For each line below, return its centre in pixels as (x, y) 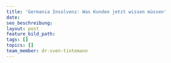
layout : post (23, 28)
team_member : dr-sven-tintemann (47, 51)
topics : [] (20, 46)
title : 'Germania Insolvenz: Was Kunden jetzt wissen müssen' (86, 12)
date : (13, 17)
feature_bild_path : (31, 34)
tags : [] (17, 40)
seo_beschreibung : (29, 23)
